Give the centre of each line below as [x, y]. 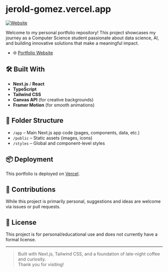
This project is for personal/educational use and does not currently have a [82, 234]
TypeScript [25, 89]
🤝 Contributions [31, 189]
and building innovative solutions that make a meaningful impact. [72, 43]
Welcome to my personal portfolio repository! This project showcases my [81, 32]
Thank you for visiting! [41, 264]
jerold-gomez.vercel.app [58, 9]
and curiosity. [32, 259]
